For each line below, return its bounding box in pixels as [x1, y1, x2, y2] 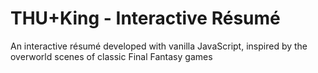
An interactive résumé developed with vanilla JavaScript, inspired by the [10, 40, 308, 52]
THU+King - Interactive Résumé [10, 7, 281, 30]
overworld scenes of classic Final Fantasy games [10, 50, 213, 62]
